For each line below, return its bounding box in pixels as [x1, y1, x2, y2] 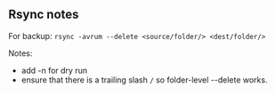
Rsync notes [8, 7, 79, 22]
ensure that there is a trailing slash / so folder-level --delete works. [20, 74, 268, 85]
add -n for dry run [20, 65, 88, 75]
